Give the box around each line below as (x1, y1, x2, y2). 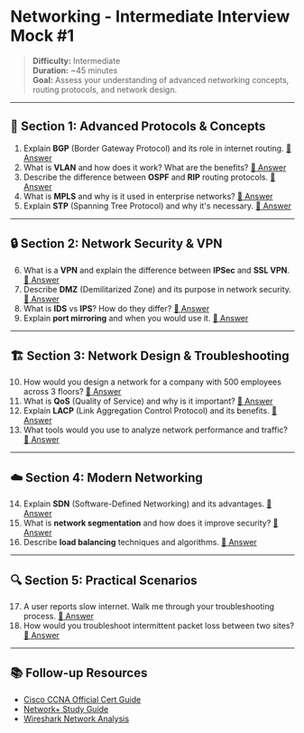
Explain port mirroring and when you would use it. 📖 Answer (23, 312, 249, 323)
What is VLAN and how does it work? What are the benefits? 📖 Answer (23, 162, 287, 172)
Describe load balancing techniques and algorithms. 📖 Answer (23, 537, 258, 548)
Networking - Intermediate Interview (10, 6, 290, 27)
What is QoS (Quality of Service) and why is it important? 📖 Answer (23, 395, 273, 407)
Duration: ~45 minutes (32, 65, 118, 76)
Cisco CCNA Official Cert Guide (23, 693, 142, 705)
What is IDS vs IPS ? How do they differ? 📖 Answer (23, 302, 210, 313)
